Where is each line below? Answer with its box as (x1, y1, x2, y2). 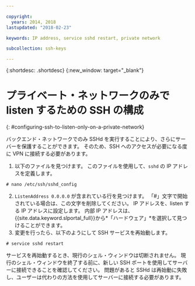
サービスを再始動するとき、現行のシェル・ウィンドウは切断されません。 (6, 252, 180, 259)
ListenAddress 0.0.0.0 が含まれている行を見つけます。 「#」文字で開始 (14, 192, 188, 199)
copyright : (6, 13, 33, 19)
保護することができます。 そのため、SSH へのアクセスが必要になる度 (21, 143, 188, 150)
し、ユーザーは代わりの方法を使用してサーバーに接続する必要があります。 (6, 274, 184, 281)
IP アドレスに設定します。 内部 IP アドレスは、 (21, 207, 133, 214)
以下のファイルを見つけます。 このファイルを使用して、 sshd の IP (14, 163, 172, 170)
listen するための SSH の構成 (6, 104, 144, 117)
